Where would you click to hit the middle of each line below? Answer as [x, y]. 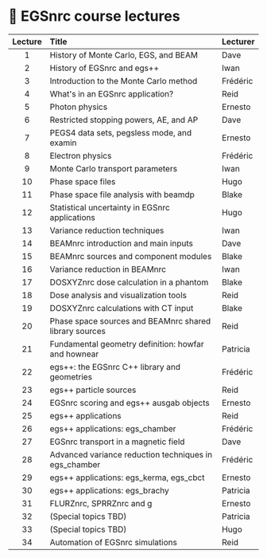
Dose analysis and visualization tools [118, 295]
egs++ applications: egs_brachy [109, 490]
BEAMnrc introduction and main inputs [121, 243]
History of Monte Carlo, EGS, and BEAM [124, 55]
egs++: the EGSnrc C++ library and [115, 367]
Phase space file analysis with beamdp [122, 195]
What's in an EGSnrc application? [112, 93]
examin [63, 143]
